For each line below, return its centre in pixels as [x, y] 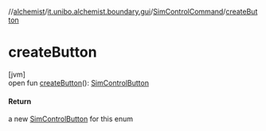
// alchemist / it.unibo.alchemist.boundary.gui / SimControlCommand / [117, 12]
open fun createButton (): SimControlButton [79, 82]
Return [20, 101]
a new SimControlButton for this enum [71, 119]
